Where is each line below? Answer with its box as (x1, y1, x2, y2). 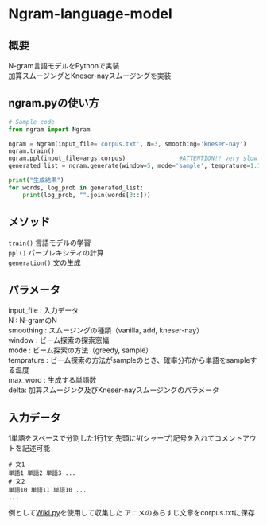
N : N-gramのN (8, 316, 57, 325)
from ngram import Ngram (8, 125, 91, 134)
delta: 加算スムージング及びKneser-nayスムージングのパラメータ (8, 385, 220, 395)
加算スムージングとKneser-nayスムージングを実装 (8, 71, 172, 80)
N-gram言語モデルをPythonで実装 (8, 61, 120, 70)
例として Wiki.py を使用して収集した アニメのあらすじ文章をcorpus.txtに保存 (8, 508, 256, 518)
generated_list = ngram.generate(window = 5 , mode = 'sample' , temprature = (8, 162, 250, 170)
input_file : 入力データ (8, 305, 79, 315)
